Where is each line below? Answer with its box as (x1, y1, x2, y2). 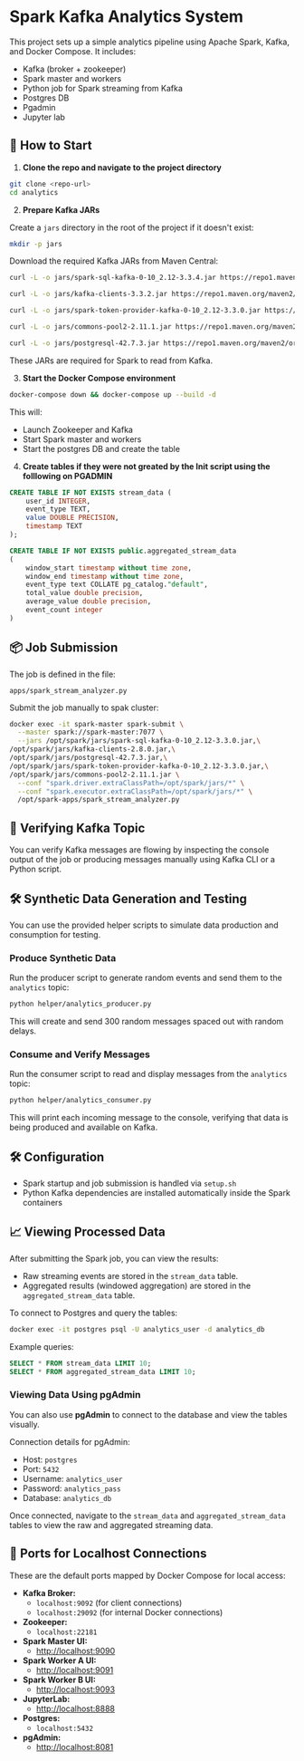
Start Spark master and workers (22, 433, 142, 445)
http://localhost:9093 (35, 1683, 116, 1695)
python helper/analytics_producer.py (9, 999, 152, 1009)
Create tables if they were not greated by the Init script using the (22, 460, 271, 472)
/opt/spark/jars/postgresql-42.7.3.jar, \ (9, 754, 168, 763)
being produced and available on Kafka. (9, 1121, 158, 1133)
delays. (9, 1025, 37, 1036)
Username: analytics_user (22, 1473, 124, 1484)
